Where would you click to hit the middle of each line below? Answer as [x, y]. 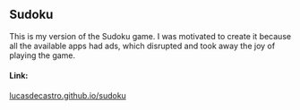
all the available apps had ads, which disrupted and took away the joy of [142, 46]
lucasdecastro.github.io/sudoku [68, 96]
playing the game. [43, 55]
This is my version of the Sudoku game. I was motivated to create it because [150, 36]
